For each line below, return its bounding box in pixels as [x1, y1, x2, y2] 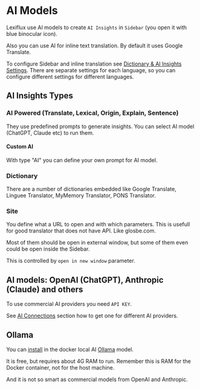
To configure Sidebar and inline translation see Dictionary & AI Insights [6, 60, 182, 67]
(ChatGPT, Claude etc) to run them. [6, 129, 94, 137]
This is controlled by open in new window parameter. [6, 257, 135, 265]
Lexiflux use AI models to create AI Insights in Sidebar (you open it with [6, 24, 187, 31]
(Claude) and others [6, 284, 83, 294]
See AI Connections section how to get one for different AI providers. [6, 312, 178, 319]
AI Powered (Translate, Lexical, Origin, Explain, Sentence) [6, 109, 179, 117]
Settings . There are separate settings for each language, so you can [6, 66, 176, 73]
